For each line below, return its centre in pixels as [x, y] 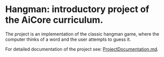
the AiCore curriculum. [54, 20]
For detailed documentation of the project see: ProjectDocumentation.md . [82, 49]
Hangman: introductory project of [77, 9]
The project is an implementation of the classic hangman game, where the [82, 34]
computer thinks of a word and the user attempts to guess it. [68, 39]
